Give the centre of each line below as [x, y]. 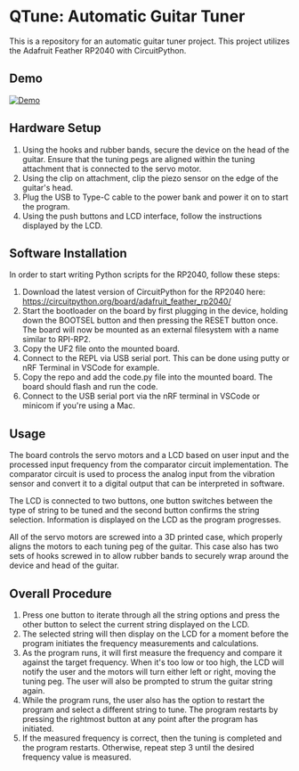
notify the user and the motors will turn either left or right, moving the [149, 672]
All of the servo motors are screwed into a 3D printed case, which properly [146, 537]
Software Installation [68, 253]
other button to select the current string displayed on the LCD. [136, 624]
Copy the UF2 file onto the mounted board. [101, 349]
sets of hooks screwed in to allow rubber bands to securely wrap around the [149, 556]
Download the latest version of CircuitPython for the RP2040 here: [144, 292]
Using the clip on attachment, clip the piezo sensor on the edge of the [150, 178]
